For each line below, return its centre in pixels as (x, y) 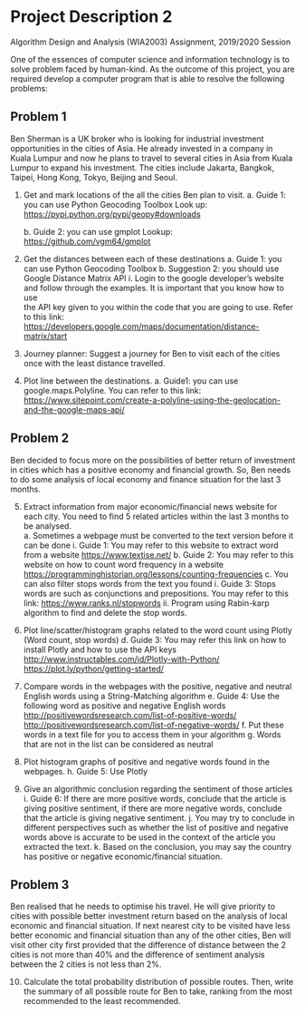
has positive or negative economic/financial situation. (123, 856)
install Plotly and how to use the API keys (100, 649)
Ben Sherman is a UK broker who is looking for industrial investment (137, 139)
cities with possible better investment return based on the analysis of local (149, 916)
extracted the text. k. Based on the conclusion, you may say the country (157, 846)
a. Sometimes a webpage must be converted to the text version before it (158, 535)
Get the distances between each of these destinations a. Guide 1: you (152, 258)
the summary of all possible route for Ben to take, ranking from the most (158, 991)
